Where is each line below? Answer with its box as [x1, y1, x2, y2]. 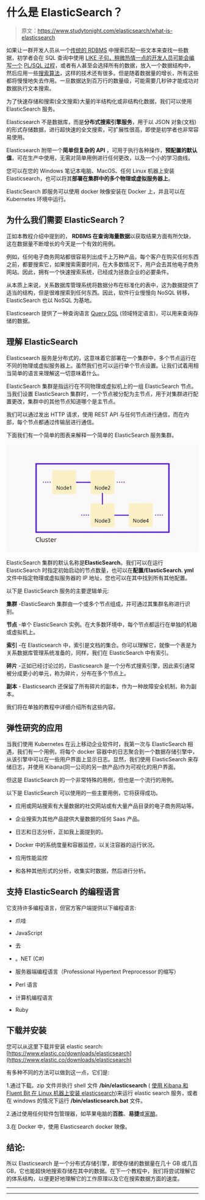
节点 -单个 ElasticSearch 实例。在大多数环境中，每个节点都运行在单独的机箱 [6, 621, 197, 628]
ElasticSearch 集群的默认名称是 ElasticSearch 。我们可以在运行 [6, 559, 164, 566]
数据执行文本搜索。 [6, 84, 55, 92]
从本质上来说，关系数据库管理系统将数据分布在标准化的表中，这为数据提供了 [6, 281, 199, 288]
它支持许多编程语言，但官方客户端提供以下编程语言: [6, 904, 137, 911]
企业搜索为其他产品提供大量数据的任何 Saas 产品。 [15, 815, 143, 822]
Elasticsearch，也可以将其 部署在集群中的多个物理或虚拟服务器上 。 [6, 175, 174, 182]
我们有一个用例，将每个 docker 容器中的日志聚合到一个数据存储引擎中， [16, 748, 198, 755]
